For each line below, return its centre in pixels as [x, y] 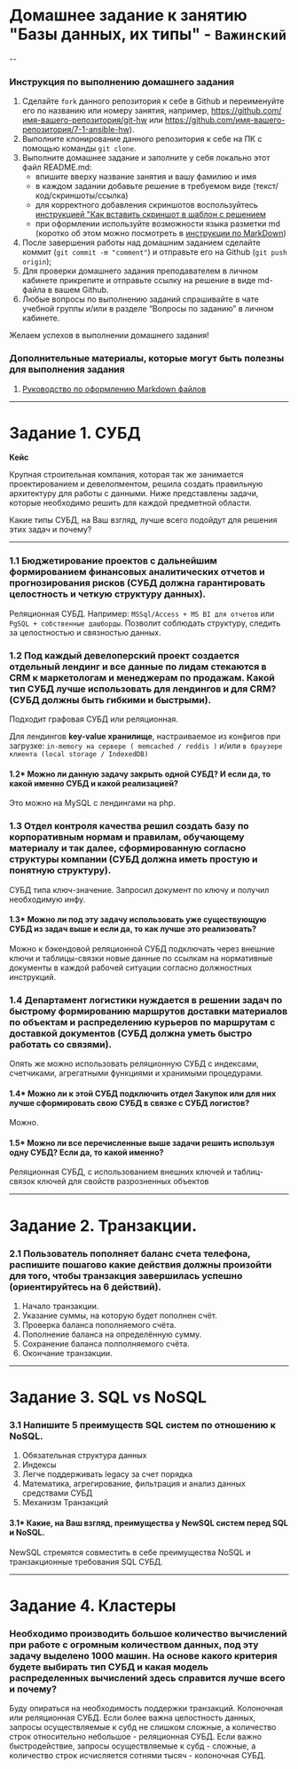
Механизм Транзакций [65, 1503]
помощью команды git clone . [79, 148]
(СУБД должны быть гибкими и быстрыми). [110, 699]
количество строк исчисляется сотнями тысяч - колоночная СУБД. [137, 1756]
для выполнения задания [67, 369]
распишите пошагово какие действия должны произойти [141, 1264]
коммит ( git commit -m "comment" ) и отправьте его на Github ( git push [154, 252]
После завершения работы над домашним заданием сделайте [141, 243]
